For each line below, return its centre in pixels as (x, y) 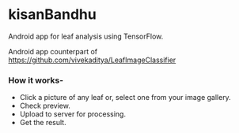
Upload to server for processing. (73, 114)
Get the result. (43, 123)
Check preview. (45, 106)
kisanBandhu (52, 15)
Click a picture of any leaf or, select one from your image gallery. (125, 98)
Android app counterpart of (53, 51)
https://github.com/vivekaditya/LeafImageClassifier (92, 60)
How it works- (36, 80)
